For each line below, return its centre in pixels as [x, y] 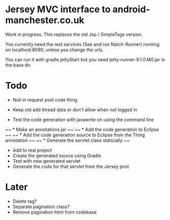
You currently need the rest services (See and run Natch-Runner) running [82, 44]
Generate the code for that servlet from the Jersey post [71, 166]
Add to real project [32, 150]
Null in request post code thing [45, 100]
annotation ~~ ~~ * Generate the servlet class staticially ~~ [67, 140]
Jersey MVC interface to [58, 9]
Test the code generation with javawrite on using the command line [83, 119]
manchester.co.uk [45, 20]
